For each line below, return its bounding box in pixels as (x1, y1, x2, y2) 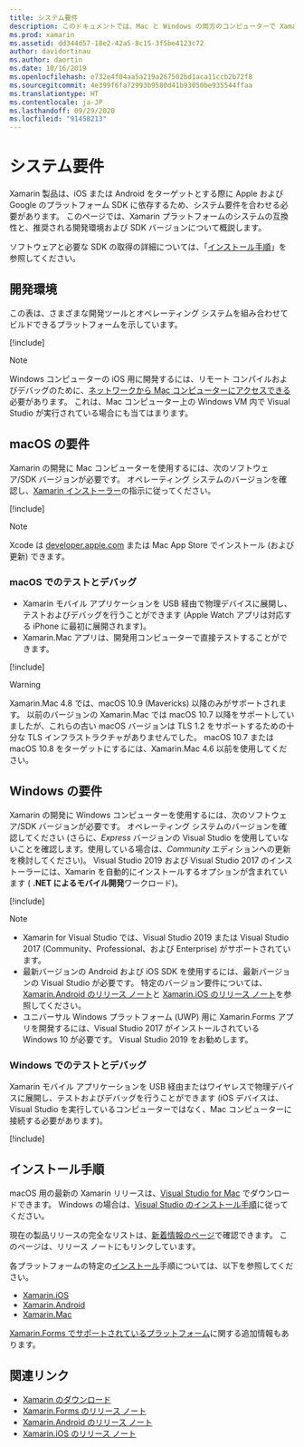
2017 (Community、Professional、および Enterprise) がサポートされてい (22, 943, 291, 953)
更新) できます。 (9, 551, 70, 562)
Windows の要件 (9, 784, 102, 799)
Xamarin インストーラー (33, 484, 122, 495)
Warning (9, 679, 41, 689)
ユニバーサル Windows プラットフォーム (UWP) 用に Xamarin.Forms (22, 1011, 276, 1022)
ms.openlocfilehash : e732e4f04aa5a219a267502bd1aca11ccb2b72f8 (9, 73, 253, 82)
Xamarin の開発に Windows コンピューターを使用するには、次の (9, 809, 248, 820)
